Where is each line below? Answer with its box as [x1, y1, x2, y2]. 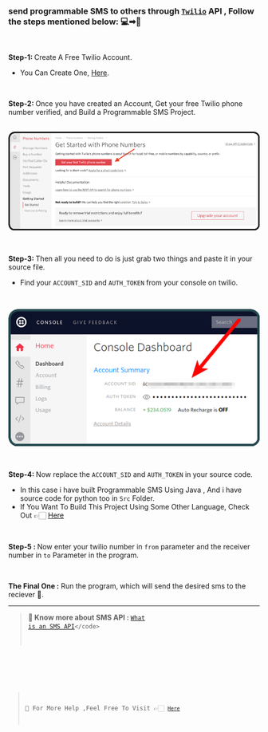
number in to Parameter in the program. [8, 550, 140, 560]
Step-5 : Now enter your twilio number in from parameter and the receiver [8, 541, 250, 551]
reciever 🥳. [8, 589, 44, 599]
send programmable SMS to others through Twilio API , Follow [8, 6, 254, 17]
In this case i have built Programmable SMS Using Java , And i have [19, 485, 242, 494]
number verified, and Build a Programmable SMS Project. [8, 108, 196, 117]
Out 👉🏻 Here [19, 510, 65, 520]
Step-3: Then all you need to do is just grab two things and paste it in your [8, 254, 253, 263]
